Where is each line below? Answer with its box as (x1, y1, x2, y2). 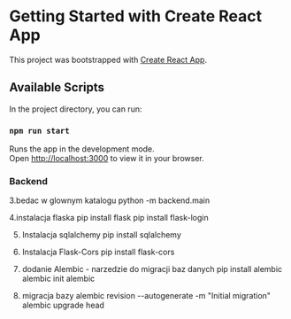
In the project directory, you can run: (9, 104, 142, 114)
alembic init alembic (21, 273, 96, 284)
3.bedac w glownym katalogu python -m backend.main (9, 195, 211, 206)
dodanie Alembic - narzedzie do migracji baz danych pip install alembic (21, 264, 283, 275)
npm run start (9, 126, 70, 136)
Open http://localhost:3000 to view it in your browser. (9, 153, 205, 164)
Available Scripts (9, 80, 104, 95)
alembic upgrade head (21, 300, 104, 311)
